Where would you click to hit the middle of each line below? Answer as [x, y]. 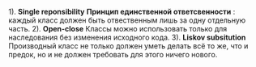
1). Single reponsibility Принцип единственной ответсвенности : [122, 12]
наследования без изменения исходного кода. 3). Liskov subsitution [127, 37]
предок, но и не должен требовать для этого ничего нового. [113, 54]
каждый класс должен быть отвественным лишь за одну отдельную [127, 20]
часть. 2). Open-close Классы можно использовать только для [118, 29]
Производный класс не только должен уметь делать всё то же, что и [128, 46]
